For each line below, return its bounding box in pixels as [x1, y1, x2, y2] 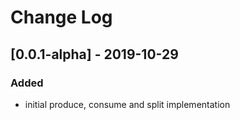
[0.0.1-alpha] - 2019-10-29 [10, 46, 179, 63]
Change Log [10, 6, 113, 29]
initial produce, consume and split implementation [24, 98, 231, 110]
